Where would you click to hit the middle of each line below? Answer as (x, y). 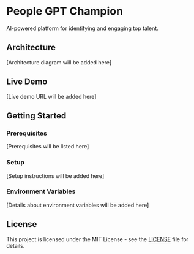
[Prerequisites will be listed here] (48, 147)
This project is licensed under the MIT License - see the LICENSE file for (97, 239)
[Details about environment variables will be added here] (78, 205)
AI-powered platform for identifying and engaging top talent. (83, 28)
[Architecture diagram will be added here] (59, 62)
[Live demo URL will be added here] (51, 96)
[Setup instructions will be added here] (55, 175)
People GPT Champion (65, 11)
